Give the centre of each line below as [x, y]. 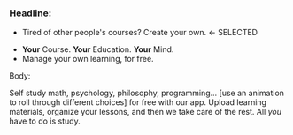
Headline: [31, 13]
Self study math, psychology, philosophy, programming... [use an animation [147, 93]
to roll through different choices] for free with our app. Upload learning [138, 102]
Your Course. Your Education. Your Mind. [98, 49]
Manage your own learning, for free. [88, 59]
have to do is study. [45, 121]
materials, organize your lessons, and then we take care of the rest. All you [145, 112]
